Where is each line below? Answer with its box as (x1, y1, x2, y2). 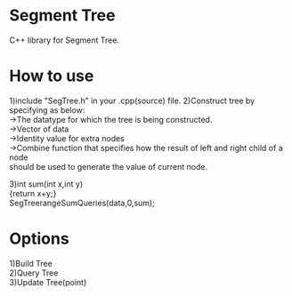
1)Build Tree (9, 258, 53, 268)
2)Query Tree (9, 268, 59, 278)
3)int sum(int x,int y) (9, 179, 83, 189)
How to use (9, 66, 94, 86)
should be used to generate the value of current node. (9, 161, 207, 172)
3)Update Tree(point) (9, 276, 87, 287)
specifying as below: (9, 104, 85, 116)
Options (9, 228, 69, 249)
